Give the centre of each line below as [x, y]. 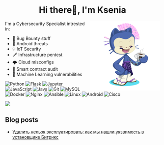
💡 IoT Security [27, 49]
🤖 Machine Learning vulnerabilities [47, 74]
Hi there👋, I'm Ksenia [82, 10]
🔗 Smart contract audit [35, 69]
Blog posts [22, 120]
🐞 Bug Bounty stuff [31, 38]
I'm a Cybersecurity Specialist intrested [45, 24]
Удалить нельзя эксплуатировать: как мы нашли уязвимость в [78, 132]
